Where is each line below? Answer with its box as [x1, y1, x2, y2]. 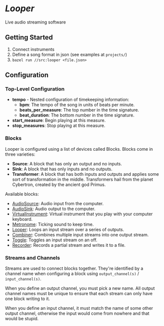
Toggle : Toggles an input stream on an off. [12, 237, 98, 243]
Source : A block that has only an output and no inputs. [12, 161, 122, 166]
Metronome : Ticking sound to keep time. [12, 221, 94, 227]
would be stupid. [5, 316, 39, 322]
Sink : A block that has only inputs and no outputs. [12, 166, 113, 172]
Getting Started [5, 33, 53, 42]
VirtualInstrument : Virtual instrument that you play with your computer [12, 211, 153, 217]
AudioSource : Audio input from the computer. [12, 200, 104, 206]
